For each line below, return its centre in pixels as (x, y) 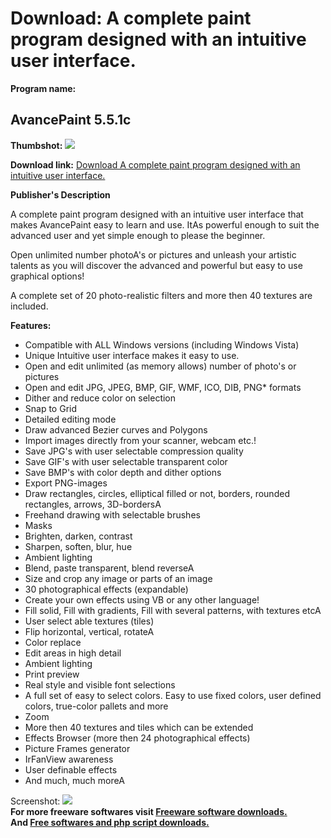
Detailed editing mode (70, 419)
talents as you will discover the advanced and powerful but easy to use (156, 265)
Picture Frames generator (77, 748)
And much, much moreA (74, 780)
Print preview (52, 674)
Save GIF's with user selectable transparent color (126, 461)
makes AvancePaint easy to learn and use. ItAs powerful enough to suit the (165, 224)
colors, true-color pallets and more (96, 706)
